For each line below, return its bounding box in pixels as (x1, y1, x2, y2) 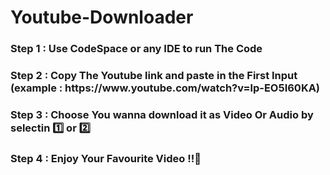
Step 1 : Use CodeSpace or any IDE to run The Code (10, 42, 263, 56)
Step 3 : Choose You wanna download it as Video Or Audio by (10, 107, 314, 121)
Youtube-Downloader (10, 6, 194, 29)
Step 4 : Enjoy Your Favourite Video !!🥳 (10, 151, 202, 165)
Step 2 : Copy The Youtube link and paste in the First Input (10, 69, 298, 83)
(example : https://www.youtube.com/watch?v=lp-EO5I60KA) (10, 81, 321, 95)
